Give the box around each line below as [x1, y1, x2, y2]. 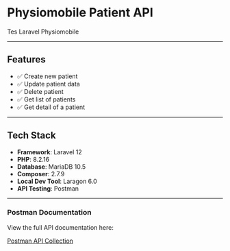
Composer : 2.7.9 [16, 169, 65, 178]
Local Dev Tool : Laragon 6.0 [16, 177, 97, 185]
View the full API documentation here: [7, 223, 114, 231]
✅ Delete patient [16, 87, 64, 95]
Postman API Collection [7, 237, 74, 245]
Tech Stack [7, 130, 56, 141]
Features [7, 53, 46, 66]
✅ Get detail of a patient [16, 103, 86, 111]
